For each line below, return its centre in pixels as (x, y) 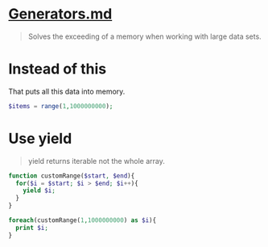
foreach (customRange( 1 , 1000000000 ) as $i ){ (82, 220)
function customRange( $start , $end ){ (72, 176)
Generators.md (60, 14)
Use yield (40, 138)
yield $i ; (39, 190)
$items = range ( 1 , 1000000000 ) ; (61, 106)
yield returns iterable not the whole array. (96, 161)
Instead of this (58, 69)
